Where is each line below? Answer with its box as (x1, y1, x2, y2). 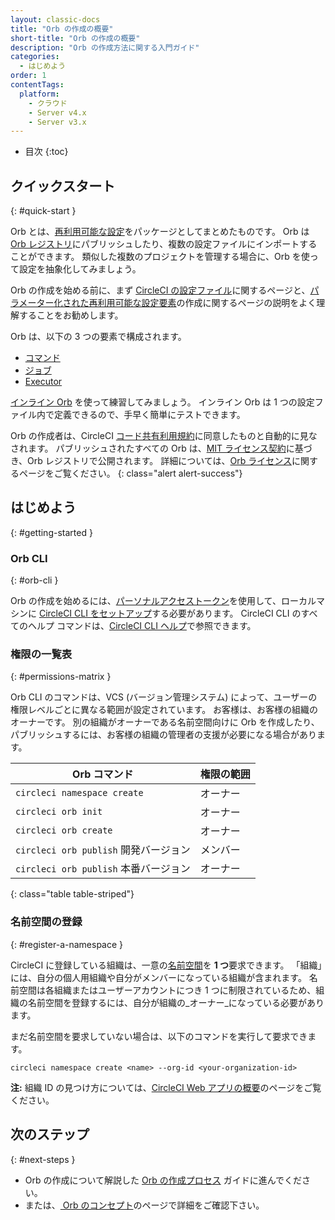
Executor (24, 376, 63, 388)
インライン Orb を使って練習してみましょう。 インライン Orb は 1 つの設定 (10, 396, 315, 408)
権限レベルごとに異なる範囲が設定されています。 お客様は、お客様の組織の (10, 704, 319, 716)
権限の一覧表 (10, 647, 73, 661)
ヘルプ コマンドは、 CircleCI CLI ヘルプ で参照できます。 (27, 620, 257, 632)
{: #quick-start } (10, 205, 77, 217)
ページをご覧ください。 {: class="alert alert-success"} (18, 467, 243, 480)
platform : (19, 89, 60, 99)
